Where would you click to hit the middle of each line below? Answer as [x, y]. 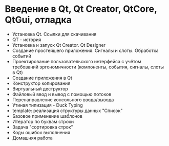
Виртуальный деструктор [40, 88]
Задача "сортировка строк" [43, 127]
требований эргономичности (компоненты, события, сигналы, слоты [88, 67]
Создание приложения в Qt [42, 78]
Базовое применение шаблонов [47, 116]
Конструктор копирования [41, 83]
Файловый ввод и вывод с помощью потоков [62, 94]
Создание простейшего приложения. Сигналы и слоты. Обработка [86, 50]
